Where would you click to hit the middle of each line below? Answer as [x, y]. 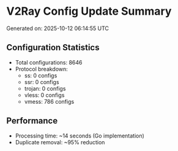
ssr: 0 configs [42, 82]
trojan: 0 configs [45, 88]
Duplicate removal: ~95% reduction [60, 142]
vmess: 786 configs [49, 101]
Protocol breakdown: [42, 69]
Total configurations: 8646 [49, 62]
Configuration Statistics [53, 48]
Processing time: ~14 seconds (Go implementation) [80, 136]
